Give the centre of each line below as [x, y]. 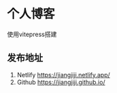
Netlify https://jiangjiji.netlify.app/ [63, 75]
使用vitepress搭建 [32, 34]
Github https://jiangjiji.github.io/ [61, 82]
